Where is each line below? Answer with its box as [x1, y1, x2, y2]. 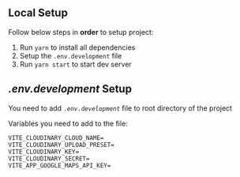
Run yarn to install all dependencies [19, 43, 136, 52]
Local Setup [8, 6, 69, 20]
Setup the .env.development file [19, 51, 122, 60]
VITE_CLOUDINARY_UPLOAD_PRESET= [8, 141, 114, 149]
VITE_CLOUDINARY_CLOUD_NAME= [8, 134, 104, 141]
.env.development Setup [8, 82, 133, 96]
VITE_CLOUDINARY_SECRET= [8, 154, 90, 163]
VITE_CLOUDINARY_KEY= [8, 148, 80, 156]
